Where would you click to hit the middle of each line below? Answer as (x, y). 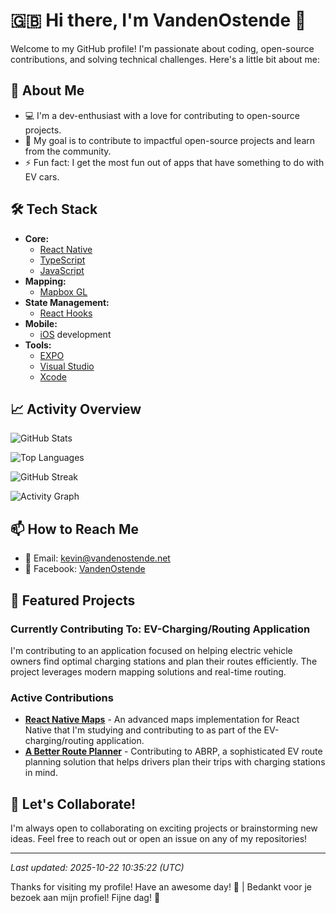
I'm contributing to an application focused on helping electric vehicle (151, 650)
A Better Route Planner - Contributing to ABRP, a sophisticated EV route (173, 751)
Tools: (38, 345)
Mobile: (41, 323)
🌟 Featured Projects (73, 600)
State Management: (67, 302)
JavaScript (62, 270)
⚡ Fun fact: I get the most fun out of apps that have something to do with (174, 162)
